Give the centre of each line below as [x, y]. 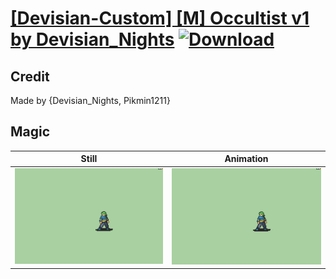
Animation [246, 159]
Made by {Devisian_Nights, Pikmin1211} [90, 100]
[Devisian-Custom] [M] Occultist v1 [160, 18]
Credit [30, 76]
